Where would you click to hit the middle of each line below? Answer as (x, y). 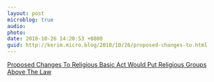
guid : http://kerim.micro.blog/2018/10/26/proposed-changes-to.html (107, 45)
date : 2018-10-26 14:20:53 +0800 (55, 39)
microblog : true (30, 20)
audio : (17, 26)
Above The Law (29, 72)
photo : (17, 32)
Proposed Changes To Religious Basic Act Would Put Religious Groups (107, 65)
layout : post (26, 13)
